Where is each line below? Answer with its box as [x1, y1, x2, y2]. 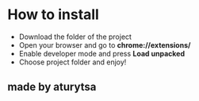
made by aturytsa [7, 80, 97, 94]
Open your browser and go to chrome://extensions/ [18, 40, 191, 49]
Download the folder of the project [18, 32, 132, 41]
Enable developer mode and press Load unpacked [18, 49, 186, 58]
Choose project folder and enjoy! [18, 57, 127, 67]
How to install [7, 6, 100, 24]
